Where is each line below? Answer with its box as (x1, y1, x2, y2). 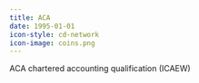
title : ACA (9, 13, 51, 23)
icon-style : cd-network (9, 30, 100, 39)
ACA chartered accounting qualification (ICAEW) (9, 63, 191, 74)
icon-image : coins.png (9, 38, 95, 48)
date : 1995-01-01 (9, 22, 75, 31)
